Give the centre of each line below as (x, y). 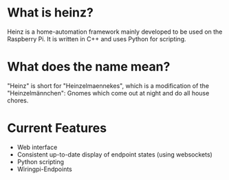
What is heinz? (51, 13)
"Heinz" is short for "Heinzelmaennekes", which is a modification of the (108, 86)
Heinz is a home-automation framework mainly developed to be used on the (115, 32)
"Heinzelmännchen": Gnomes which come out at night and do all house (108, 93)
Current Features (57, 128)
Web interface (37, 147)
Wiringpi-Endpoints (44, 169)
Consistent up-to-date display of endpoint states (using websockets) (115, 154)
